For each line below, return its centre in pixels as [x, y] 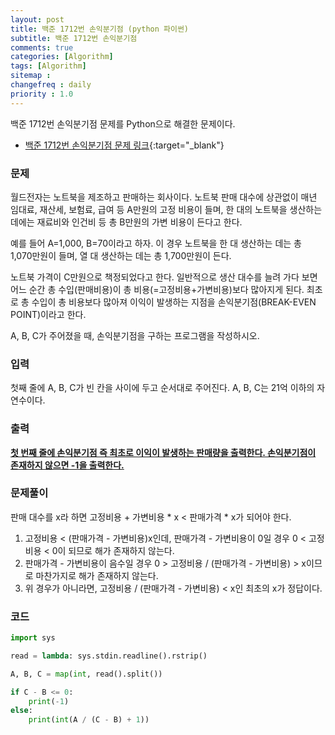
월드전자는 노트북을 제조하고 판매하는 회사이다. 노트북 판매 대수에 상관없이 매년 [164, 197]
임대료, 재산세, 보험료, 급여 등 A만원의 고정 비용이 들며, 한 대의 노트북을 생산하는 [166, 209]
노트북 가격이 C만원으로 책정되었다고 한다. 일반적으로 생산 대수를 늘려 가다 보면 [164, 277]
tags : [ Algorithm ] [48, 66]
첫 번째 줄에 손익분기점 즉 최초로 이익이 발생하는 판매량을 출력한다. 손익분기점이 [163, 452]
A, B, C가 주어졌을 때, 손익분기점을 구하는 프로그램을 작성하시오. [135, 335]
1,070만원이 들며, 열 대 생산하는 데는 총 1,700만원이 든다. [121, 255]
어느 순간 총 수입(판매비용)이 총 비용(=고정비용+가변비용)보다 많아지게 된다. [157, 289]
